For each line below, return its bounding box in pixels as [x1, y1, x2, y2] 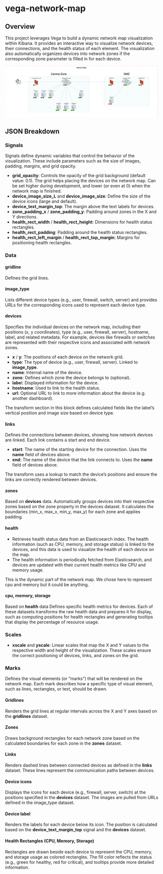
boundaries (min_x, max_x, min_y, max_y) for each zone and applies [5, 509, 141, 515]
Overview [5, 22, 36, 31]
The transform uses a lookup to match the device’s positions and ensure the [5, 471, 157, 477]
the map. [12, 552, 30, 557]
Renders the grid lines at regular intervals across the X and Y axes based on [5, 708, 157, 714]
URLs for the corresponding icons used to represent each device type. [5, 302, 146, 308]
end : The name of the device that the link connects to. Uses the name [12, 457, 153, 463]
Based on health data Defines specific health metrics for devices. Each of [5, 604, 153, 609]
